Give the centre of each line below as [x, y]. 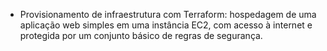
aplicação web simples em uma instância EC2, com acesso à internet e [166, 25]
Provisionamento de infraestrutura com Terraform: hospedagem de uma [168, 14]
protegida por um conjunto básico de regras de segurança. [141, 35]
